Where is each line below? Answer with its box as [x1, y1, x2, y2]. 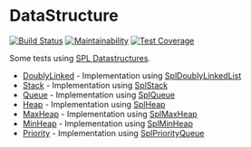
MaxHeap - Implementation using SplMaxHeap [22, 108, 198, 119]
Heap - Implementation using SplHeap [22, 98, 166, 109]
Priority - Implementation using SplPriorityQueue [22, 127, 205, 138]
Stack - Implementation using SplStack [22, 79, 169, 90]
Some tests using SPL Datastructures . [9, 52, 151, 63]
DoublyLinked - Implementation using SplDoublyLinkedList [22, 69, 242, 81]
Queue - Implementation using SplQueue [22, 89, 176, 100]
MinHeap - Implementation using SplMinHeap [22, 118, 193, 129]
